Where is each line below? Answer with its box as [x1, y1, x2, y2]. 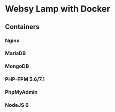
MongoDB [5, 63, 29, 70]
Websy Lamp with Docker [5, 3, 111, 14]
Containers [5, 23, 40, 31]
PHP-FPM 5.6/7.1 [5, 76, 45, 83]
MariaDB [5, 50, 26, 56]
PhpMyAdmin [5, 89, 38, 96]
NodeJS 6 [5, 102, 29, 109]
